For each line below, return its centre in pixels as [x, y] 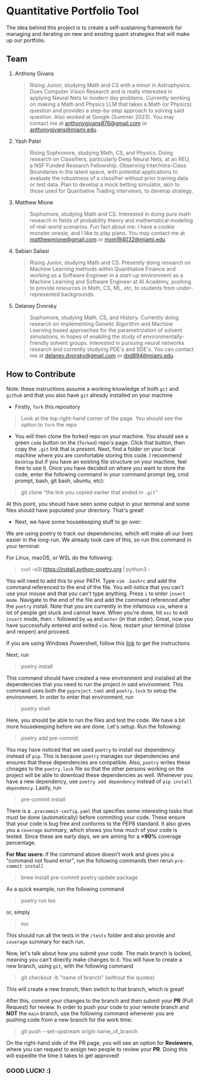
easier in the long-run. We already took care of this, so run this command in [99, 540]
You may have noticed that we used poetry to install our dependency [90, 749]
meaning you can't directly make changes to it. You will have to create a [94, 959]
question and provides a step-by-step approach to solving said [107, 110]
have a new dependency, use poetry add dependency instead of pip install [99, 781]
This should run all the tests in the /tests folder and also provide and [91, 935]
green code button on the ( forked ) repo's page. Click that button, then [100, 442]
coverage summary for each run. [46, 941]
